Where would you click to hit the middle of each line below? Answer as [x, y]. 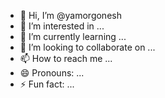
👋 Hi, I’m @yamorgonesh [70, 15]
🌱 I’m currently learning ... [73, 36]
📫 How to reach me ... [66, 58]
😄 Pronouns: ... [52, 73]
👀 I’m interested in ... [62, 26]
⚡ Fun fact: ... [47, 84]
